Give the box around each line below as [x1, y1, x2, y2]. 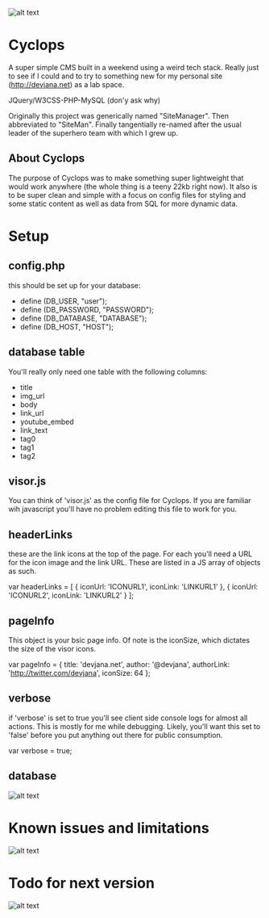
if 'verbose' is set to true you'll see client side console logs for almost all [8, 713, 248, 723]
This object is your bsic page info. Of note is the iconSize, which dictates [8, 635, 250, 645]
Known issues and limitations [8, 819, 209, 837]
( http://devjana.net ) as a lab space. [8, 79, 125, 89]
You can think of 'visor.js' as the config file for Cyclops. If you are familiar [8, 496, 251, 505]
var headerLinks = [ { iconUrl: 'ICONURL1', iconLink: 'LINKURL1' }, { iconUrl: [8, 582, 259, 592]
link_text [19, 425, 48, 435]
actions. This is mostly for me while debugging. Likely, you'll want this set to [8, 721, 261, 731]
